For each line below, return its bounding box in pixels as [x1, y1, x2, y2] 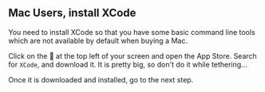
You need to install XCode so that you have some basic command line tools [8, 27, 255, 36]
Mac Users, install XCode [8, 6, 136, 20]
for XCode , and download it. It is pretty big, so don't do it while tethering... [8, 59, 247, 69]
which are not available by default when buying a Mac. [8, 36, 188, 45]
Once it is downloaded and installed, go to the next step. [8, 75, 194, 84]
